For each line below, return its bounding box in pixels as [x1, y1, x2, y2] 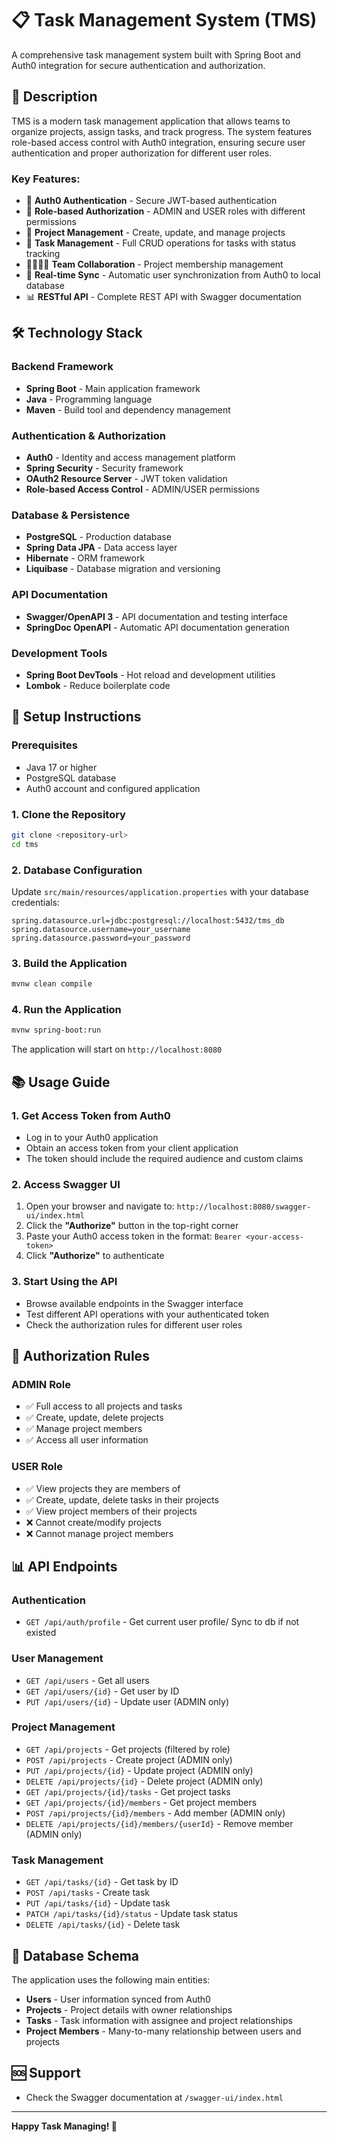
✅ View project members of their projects [25, 1505, 198, 1517]
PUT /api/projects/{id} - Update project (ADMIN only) [25, 1764, 254, 1776]
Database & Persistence [11, 508, 131, 522]
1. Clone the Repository [11, 807, 126, 821]
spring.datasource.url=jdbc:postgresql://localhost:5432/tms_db [11, 915, 285, 926]
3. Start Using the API [11, 1275, 118, 1289]
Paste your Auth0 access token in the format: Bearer [25, 1230, 242, 1242]
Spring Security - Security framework [25, 462, 184, 474]
